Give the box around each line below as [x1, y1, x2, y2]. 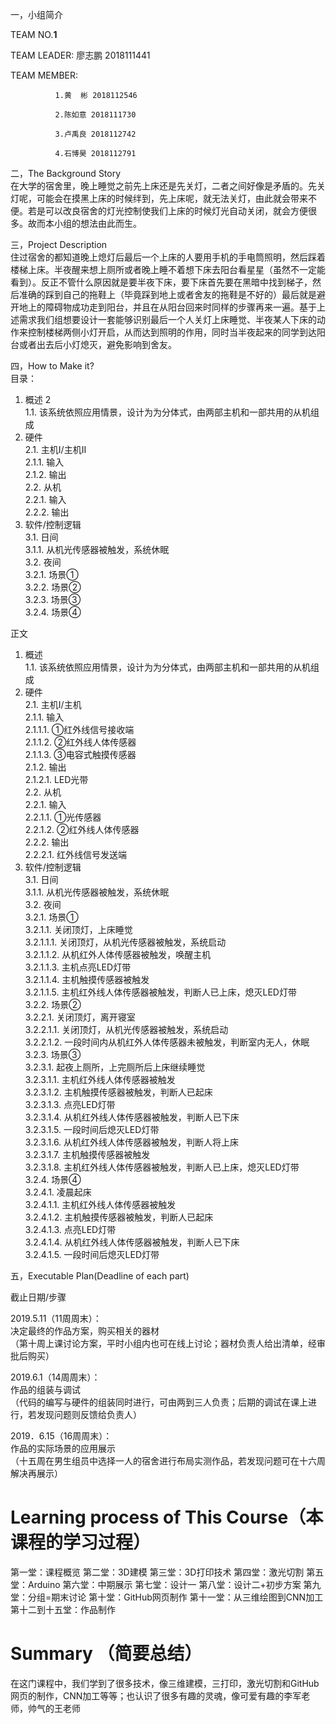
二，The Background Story [10, 168, 122, 179]
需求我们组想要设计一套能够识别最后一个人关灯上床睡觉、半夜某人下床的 [18, 314, 317, 325]
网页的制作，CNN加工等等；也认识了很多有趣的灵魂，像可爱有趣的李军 [10, 1689, 302, 1702]
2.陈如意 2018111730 [54, 110, 137, 120]
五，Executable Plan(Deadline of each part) [10, 1270, 190, 1282]
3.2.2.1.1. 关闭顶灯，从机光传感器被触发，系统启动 [24, 1024, 229, 1035]
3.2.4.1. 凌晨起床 [24, 1186, 92, 1198]
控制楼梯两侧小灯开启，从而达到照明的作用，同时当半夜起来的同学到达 [27, 326, 317, 338]
